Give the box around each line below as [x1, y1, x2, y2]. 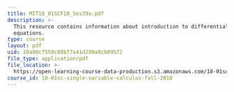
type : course [7, 36, 45, 43]
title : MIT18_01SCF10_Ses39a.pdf [7, 10, 104, 17]
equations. [13, 29, 45, 37]
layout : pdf [7, 42, 42, 49]
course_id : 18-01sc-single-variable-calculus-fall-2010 [7, 74, 173, 82]
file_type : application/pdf [7, 55, 89, 62]
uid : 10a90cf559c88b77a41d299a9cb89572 [7, 49, 123, 56]
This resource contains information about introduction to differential [13, 23, 229, 30]
